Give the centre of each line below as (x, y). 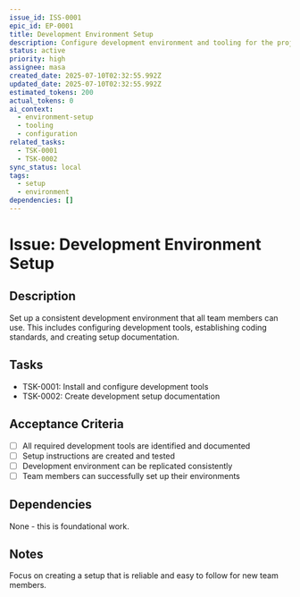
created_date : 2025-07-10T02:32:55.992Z (86, 76)
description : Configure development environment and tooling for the (142, 42)
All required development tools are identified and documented (136, 446)
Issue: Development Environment (135, 244)
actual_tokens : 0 (42, 101)
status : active (37, 51)
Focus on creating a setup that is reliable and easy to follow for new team (144, 576)
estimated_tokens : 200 (51, 92)
